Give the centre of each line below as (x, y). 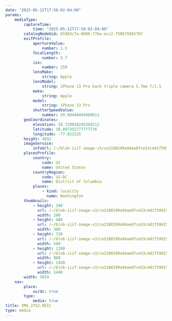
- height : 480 (48, 220)
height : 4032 (38, 139)
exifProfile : (38, 39)
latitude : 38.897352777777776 (65, 129)
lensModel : (44, 82)
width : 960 (49, 258)
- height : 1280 (49, 248)
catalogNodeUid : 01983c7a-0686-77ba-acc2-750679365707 (83, 34)
